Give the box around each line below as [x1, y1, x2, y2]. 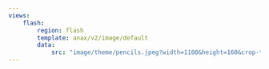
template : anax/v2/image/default [37, 33, 149, 42]
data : [37, 41, 56, 49]
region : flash [37, 26, 84, 34]
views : [8, 11, 30, 20]
